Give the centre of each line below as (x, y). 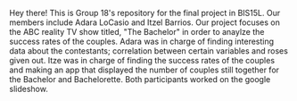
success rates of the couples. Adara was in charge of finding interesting (142, 41)
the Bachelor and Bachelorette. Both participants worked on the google (140, 79)
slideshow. (29, 89)
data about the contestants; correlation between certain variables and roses (148, 51)
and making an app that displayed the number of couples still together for (144, 70)
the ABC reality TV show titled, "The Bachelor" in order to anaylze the (137, 32)
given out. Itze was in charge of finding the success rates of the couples (142, 60)
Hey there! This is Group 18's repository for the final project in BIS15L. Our (145, 13)
